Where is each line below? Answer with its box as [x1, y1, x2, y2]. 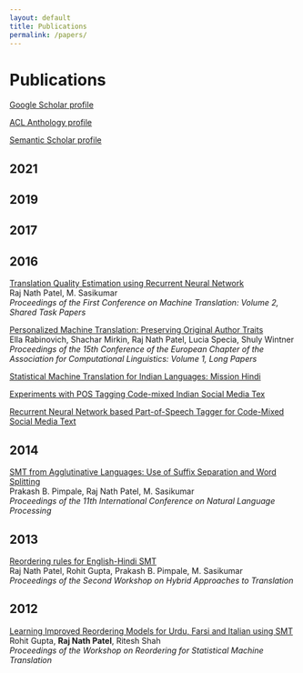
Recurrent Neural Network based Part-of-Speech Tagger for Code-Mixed [9, 407, 285, 417]
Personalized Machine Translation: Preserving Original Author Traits [9, 325, 264, 336]
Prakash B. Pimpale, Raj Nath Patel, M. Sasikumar [9, 486, 195, 497]
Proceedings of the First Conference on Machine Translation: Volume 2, [9, 297, 279, 308]
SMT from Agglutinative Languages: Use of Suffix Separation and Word [9, 467, 278, 477]
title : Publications [9, 22, 88, 31]
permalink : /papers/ [9, 30, 88, 39]
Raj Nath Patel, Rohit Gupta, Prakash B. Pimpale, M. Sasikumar [9, 565, 243, 576]
